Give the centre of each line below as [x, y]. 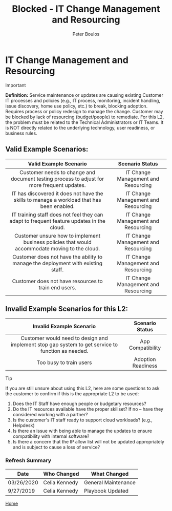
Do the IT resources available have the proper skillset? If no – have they [88, 409]
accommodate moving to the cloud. [58, 248]
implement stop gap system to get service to [64, 345]
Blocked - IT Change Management [86, 9]
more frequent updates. [57, 185]
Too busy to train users [64, 363]
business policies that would [57, 242]
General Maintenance [110, 482]
